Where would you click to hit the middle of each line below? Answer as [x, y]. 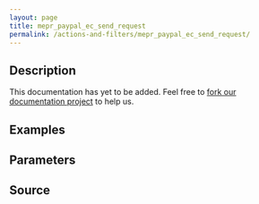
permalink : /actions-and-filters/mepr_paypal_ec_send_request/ [130, 34]
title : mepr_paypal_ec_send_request [78, 26]
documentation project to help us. [72, 102]
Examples [37, 129]
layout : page [34, 17]
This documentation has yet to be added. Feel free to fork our [123, 92]
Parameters [43, 160]
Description [43, 70]
